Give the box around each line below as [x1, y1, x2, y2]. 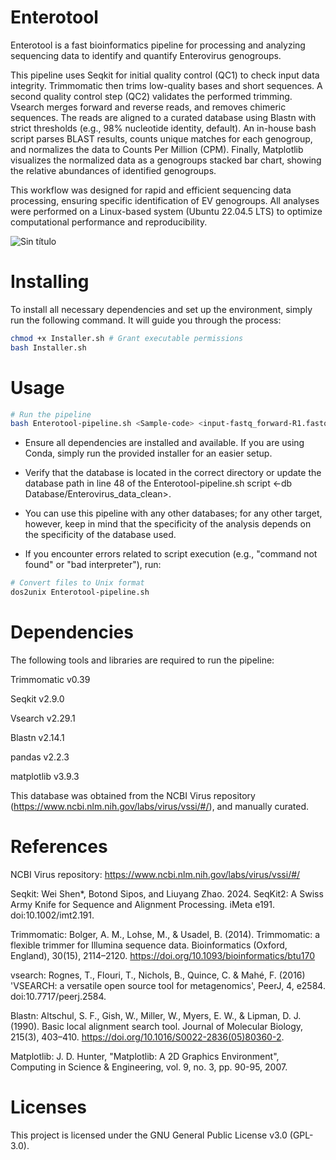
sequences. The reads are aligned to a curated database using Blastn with [10, 111, 317, 123]
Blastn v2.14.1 [10, 732, 65, 743]
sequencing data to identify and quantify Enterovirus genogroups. [10, 49, 282, 61]
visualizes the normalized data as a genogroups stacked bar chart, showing [10, 154, 322, 166]
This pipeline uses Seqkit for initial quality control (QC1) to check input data [10, 69, 320, 81]
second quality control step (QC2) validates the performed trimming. [10, 90, 293, 102]
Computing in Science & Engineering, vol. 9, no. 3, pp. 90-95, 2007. [10, 1061, 288, 1073]
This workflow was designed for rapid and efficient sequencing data [10, 184, 292, 196]
